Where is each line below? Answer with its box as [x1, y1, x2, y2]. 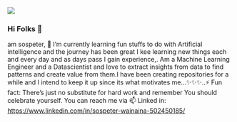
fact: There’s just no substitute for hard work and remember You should [7, 89, 218, 97]
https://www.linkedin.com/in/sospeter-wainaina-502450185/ [7, 106, 186, 115]
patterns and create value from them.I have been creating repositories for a [7, 70, 229, 79]
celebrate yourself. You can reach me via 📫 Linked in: [7, 96, 166, 105]
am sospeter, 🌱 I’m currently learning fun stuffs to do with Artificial [7, 40, 203, 49]
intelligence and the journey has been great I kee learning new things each [7, 48, 227, 56]
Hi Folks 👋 [7, 23, 43, 33]
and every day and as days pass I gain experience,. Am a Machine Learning [7, 55, 230, 64]
